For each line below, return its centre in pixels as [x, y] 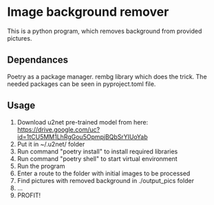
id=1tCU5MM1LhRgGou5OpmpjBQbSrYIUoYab [82, 137]
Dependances [38, 60]
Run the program [41, 166]
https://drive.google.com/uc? [58, 129]
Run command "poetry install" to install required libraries [97, 151]
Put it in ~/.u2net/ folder [51, 144]
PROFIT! [29, 195]
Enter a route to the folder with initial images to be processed [104, 173]
